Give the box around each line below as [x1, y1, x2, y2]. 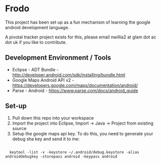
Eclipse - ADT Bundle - [12, 66, 59, 72]
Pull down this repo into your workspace [12, 115, 94, 121]
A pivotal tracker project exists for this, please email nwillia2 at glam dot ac [5, 34, 156, 40]
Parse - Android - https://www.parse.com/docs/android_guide [12, 87, 138, 94]
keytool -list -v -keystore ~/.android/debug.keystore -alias [9, 150, 139, 155]
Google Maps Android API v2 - [12, 77, 75, 83]
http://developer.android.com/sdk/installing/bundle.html [12, 72, 126, 78]
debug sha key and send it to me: [12, 136, 80, 142]
